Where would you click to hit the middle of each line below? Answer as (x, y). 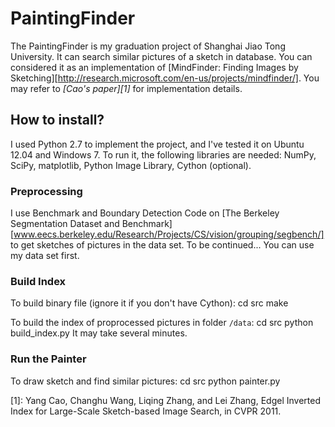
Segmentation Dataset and (65, 224)
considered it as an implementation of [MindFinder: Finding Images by (154, 67)
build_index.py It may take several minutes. (99, 333)
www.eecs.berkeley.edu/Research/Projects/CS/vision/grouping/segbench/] (169, 234)
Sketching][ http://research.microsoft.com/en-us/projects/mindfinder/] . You (165, 78)
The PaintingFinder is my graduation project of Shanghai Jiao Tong (148, 46)
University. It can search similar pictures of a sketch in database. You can (161, 56)
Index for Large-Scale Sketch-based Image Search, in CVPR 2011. (146, 411)
